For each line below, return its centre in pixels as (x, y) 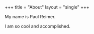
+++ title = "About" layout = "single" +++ (47, 7)
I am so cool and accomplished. (38, 26)
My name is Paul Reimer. (30, 17)
